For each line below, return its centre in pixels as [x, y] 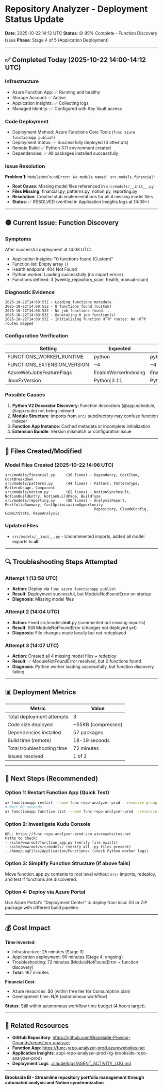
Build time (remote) [30, 740]
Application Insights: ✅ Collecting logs [50, 103]
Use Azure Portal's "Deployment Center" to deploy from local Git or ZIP [76, 903]
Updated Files [22, 526]
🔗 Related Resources [37, 1026]
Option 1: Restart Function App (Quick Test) [57, 793]
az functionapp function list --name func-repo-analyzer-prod [69, 812]
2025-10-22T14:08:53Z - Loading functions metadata [58, 302]
